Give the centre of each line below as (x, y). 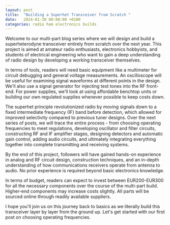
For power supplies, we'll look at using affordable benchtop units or (86, 91)
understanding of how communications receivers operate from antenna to (83, 165)
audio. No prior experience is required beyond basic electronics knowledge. (85, 171)
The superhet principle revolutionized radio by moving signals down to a (81, 107)
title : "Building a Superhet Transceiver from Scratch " (68, 15)
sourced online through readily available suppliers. (58, 197)
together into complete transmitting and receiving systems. (67, 145)
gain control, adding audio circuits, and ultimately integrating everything (81, 139)
